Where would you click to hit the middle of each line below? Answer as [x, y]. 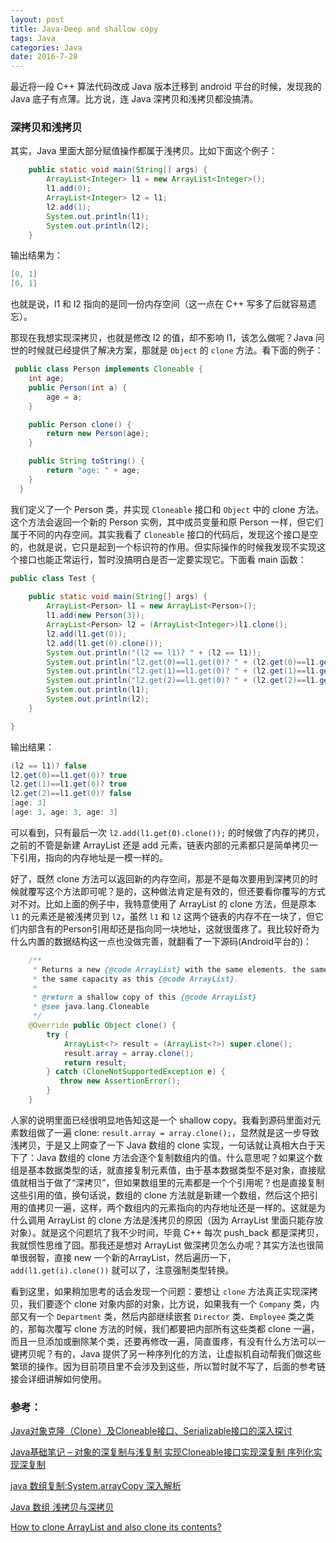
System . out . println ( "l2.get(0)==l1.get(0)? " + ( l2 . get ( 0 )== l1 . [183, 662]
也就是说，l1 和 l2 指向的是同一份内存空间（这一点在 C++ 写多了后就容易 [159, 304]
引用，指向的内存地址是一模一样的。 [93, 857]
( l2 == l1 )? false [48, 766]
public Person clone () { [80, 424]
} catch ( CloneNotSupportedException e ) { [136, 1072]
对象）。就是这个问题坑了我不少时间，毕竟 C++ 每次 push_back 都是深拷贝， [167, 1232]
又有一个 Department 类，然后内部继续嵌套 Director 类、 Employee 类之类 [166, 1316]
